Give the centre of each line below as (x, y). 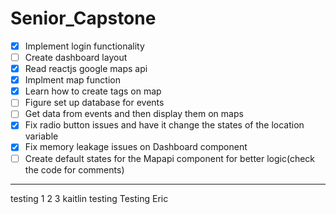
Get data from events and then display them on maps (134, 114)
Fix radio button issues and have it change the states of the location (164, 125)
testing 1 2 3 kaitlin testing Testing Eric (89, 198)
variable (41, 136)
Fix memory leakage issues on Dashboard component (136, 147)
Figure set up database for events (94, 103)
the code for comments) (74, 169)
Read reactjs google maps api (86, 69)
